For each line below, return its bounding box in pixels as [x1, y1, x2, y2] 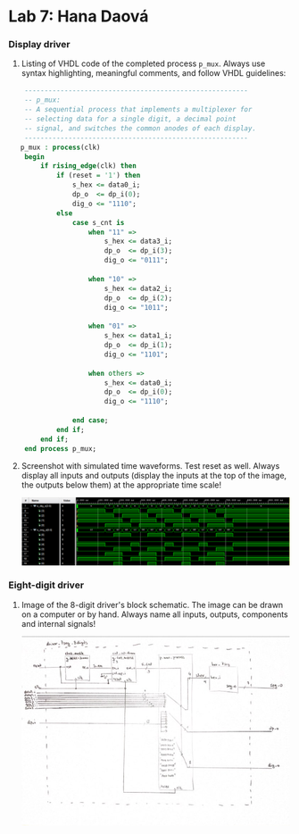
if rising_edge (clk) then [40, 162, 137, 171]
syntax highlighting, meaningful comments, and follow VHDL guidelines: [21, 68, 287, 79]
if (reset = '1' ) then [55, 171, 141, 180]
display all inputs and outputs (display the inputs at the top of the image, [21, 470, 287, 480]
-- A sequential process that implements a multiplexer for [24, 105, 253, 114]
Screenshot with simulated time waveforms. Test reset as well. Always [21, 460, 280, 471]
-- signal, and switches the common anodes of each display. [24, 123, 256, 133]
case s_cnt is [71, 218, 125, 227]
